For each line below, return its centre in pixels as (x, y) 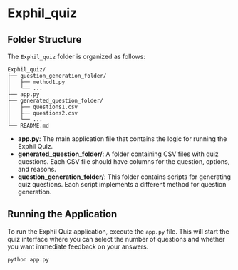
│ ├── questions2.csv (43, 113)
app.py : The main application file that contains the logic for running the (122, 139)
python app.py (29, 259)
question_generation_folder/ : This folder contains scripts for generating (124, 177)
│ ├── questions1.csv (43, 107)
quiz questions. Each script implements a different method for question (122, 184)
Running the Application (62, 214)
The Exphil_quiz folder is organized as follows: (77, 56)
